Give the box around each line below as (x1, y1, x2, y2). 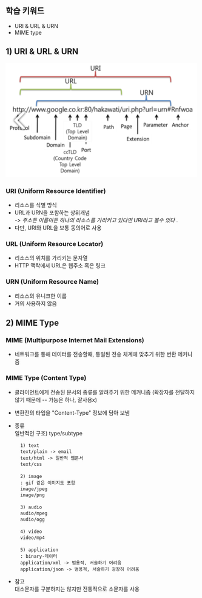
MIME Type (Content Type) (5, 374, 87, 382)
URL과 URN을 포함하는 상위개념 (14, 209, 90, 216)
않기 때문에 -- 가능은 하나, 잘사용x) (14, 396, 98, 403)
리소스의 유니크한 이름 (14, 292, 67, 300)
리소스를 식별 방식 (14, 201, 57, 208)
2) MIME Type (5, 317, 59, 328)
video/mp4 (20, 535, 45, 541)
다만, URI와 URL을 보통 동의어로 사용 (14, 224, 102, 231)
